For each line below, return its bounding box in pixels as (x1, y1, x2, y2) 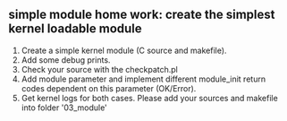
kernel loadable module (8, 22, 142, 37)
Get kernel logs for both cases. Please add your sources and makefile (21, 92, 278, 103)
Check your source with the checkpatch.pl (21, 64, 178, 74)
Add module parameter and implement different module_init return (21, 73, 266, 84)
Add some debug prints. (21, 54, 111, 65)
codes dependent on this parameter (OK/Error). (21, 82, 197, 93)
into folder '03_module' (21, 102, 108, 113)
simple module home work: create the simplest (8, 7, 275, 22)
